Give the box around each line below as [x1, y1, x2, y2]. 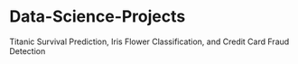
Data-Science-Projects [9, 6, 186, 27]
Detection [9, 45, 46, 56]
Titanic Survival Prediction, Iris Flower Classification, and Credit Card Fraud [9, 36, 290, 47]
